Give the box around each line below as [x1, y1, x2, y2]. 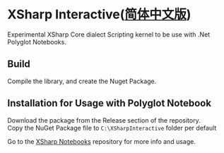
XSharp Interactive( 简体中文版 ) [7, 6, 191, 23]
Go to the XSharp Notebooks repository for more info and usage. [7, 137, 196, 145]
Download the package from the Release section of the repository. [7, 116, 201, 124]
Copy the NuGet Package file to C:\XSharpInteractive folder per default [7, 123, 217, 132]
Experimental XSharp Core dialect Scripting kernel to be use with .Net [7, 30, 211, 39]
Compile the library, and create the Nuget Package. [7, 77, 157, 85]
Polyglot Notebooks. [7, 37, 67, 46]
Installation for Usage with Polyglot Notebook [7, 97, 212, 109]
